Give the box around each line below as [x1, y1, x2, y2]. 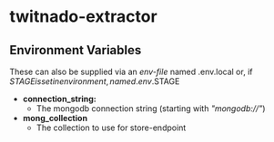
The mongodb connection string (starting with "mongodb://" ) [36, 103, 266, 114]
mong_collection [22, 113, 88, 123]
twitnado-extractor [9, 6, 157, 27]
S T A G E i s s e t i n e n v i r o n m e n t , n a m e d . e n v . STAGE [9, 76, 180, 87]
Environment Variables [9, 43, 142, 58]
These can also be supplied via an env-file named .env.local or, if [9, 66, 253, 77]
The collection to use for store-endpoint [36, 122, 187, 133]
